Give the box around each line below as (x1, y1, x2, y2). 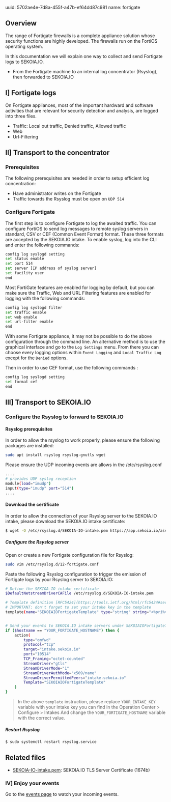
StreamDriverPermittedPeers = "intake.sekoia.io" (23, 675, 126, 680)
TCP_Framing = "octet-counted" (23, 656, 85, 662)
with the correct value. (17, 715, 65, 721)
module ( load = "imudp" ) (5, 481, 51, 486)
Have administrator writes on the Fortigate (12, 190, 101, 196)
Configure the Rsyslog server (5, 539, 69, 545)
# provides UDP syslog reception (5, 476, 76, 481)
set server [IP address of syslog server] (5, 266, 97, 271)
